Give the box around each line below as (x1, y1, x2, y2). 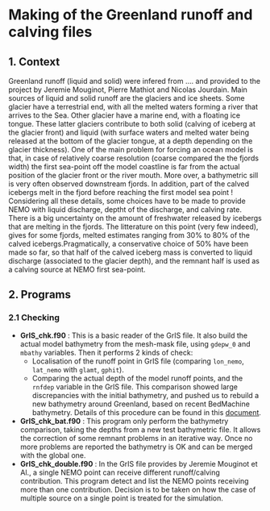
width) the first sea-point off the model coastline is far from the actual (8, 162, 240, 171)
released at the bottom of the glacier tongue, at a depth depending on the (8, 136, 253, 146)
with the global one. (19, 450, 86, 460)
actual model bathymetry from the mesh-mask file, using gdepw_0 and (19, 339, 251, 348)
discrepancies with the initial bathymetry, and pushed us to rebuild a (31, 390, 260, 400)
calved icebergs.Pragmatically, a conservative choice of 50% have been (8, 239, 248, 248)
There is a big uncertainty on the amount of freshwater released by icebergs (8, 214, 262, 222)
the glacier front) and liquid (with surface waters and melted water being (8, 127, 250, 137)
